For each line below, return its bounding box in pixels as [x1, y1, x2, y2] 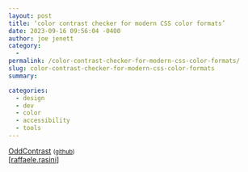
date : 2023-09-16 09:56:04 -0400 [8, 27, 121, 35]
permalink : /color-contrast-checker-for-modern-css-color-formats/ [8, 57, 241, 65]
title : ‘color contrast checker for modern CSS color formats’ [8, 19, 226, 27]
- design [15, 94, 45, 102]
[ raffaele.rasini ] [8, 154, 60, 164]
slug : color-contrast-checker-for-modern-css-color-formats [8, 65, 216, 73]
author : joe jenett [8, 34, 74, 43]
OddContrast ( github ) [8, 146, 75, 156]
